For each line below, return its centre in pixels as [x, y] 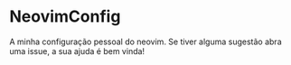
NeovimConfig [65, 17]
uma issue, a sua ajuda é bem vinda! [77, 51]
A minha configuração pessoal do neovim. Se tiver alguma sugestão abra [145, 42]
